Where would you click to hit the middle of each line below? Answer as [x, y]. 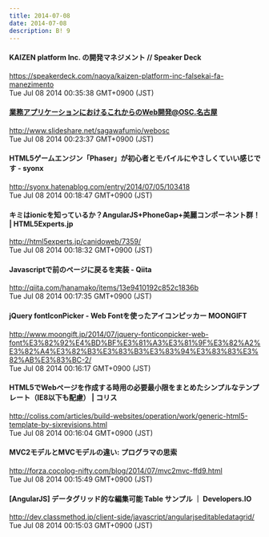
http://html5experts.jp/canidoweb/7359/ [75, 242]
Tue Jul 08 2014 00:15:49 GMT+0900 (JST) [81, 479]
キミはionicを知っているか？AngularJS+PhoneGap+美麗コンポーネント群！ [135, 214]
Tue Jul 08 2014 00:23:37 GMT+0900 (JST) [82, 139]
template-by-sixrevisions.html [58, 424]
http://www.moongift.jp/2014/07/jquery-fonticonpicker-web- [109, 334]
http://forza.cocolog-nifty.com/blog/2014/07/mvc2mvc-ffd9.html [116, 471]
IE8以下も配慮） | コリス [77, 397]
